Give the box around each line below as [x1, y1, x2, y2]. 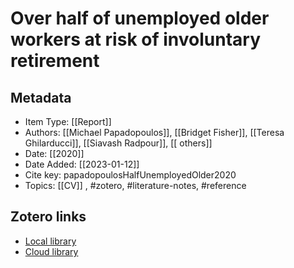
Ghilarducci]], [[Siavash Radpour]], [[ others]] [24, 137, 213, 149]
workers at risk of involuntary [10, 28, 261, 51]
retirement [10, 50, 100, 72]
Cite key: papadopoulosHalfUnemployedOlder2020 [24, 169, 237, 181]
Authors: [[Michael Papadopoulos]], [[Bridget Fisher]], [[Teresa [24, 127, 285, 138]
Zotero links [10, 208, 87, 226]
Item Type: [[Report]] [24, 116, 112, 127]
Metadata [10, 89, 72, 106]
